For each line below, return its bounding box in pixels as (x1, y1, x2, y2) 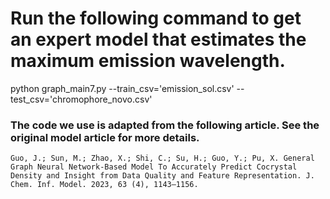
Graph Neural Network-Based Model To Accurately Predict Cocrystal (10, 162, 298, 172)
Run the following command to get (10, 7, 302, 30)
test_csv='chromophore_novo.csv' (10, 93, 153, 105)
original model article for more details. (10, 130, 200, 144)
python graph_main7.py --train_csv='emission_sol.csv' (10, 82, 235, 94)
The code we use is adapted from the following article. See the (10, 118, 320, 132)
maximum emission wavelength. (10, 50, 286, 72)
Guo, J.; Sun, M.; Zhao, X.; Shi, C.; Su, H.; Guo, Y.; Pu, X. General (10, 153, 315, 164)
